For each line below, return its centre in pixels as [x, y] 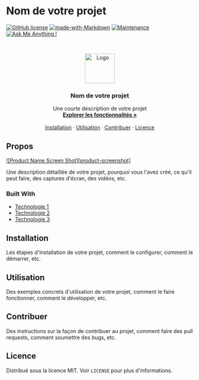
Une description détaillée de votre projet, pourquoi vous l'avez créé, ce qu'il [99, 172]
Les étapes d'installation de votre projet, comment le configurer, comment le [99, 252]
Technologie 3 [32, 219]
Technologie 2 [32, 213]
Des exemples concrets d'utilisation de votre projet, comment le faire [91, 291]
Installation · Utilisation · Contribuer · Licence [100, 128]
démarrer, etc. [23, 259]
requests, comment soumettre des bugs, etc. [61, 337]
